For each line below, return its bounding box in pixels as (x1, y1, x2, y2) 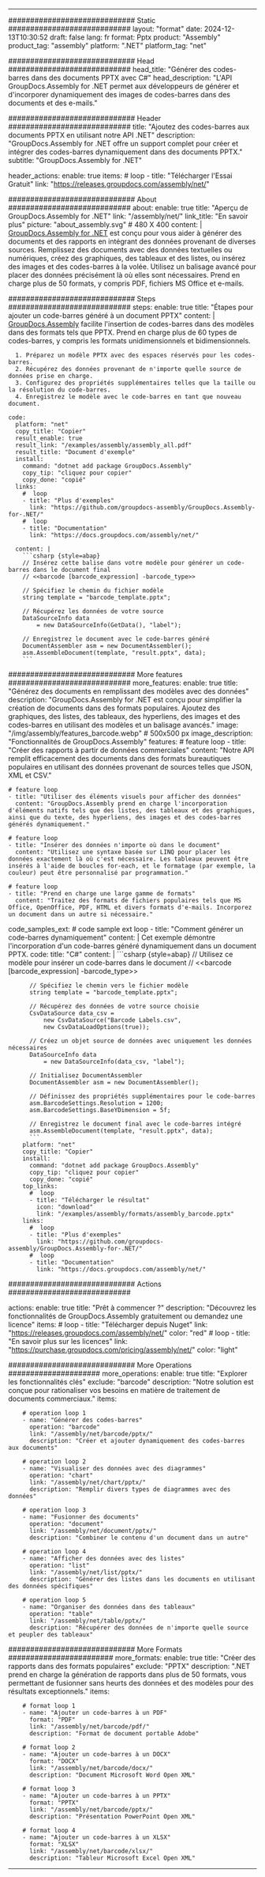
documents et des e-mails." (8, 98, 98, 108)
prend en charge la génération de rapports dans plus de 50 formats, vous (8, 1670, 247, 1679)
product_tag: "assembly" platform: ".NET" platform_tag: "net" (8, 41, 207, 50)
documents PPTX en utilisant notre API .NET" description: (8, 131, 196, 139)
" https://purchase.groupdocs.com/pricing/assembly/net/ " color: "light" (8, 1345, 238, 1354)
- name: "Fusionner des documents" (22, 1513, 140, 1521)
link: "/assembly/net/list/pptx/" (28, 1569, 144, 1576)
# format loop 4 (22, 1826, 77, 1834)
